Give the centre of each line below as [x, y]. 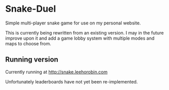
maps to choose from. [28, 43]
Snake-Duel [31, 9]
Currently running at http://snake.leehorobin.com [56, 72]
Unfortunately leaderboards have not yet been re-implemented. [72, 81]
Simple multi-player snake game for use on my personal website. [73, 23]
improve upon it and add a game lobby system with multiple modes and [80, 38]
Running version [32, 60]
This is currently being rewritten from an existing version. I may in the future [84, 33]
